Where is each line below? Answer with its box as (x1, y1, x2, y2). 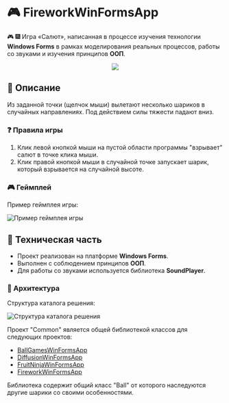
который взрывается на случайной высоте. (16, 165, 144, 174)
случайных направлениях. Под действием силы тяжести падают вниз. (7, 107, 215, 116)
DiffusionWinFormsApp (16, 353, 83, 362)
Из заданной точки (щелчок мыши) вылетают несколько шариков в (7, 100, 206, 109)
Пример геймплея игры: (7, 200, 79, 209)
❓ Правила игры (7, 125, 63, 135)
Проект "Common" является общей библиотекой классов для (7, 326, 188, 334)
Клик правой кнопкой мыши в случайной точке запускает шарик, (16, 158, 209, 166)
